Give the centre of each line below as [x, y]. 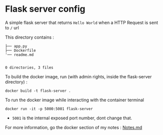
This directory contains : [30, 37]
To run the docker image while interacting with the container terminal [75, 100]
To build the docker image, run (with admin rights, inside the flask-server [79, 76]
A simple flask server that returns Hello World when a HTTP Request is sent [81, 22]
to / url [12, 27]
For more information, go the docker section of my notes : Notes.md [74, 127]
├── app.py [16, 46]
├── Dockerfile [21, 50]
